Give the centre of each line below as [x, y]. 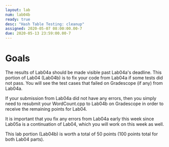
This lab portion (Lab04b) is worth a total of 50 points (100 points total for [81, 134]
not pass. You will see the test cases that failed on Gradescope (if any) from [84, 83]
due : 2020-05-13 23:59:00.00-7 [38, 33]
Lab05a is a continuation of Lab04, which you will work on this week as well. [85, 124]
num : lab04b [18, 15]
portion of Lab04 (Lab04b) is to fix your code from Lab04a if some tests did [84, 78]
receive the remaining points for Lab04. [46, 109]
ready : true [18, 19]
